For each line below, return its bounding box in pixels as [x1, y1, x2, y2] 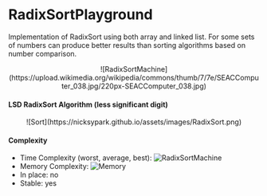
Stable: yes [19, 178, 57, 188]
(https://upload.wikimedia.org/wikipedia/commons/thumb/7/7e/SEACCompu [9, 73, 259, 82]
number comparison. [8, 49, 77, 58]
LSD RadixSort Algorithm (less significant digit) [8, 100, 169, 109]
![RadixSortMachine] [100, 64, 168, 73]
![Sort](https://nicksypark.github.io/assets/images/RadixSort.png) [26, 117, 242, 127]
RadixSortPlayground [8, 6, 153, 24]
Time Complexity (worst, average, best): [19, 153, 152, 163]
